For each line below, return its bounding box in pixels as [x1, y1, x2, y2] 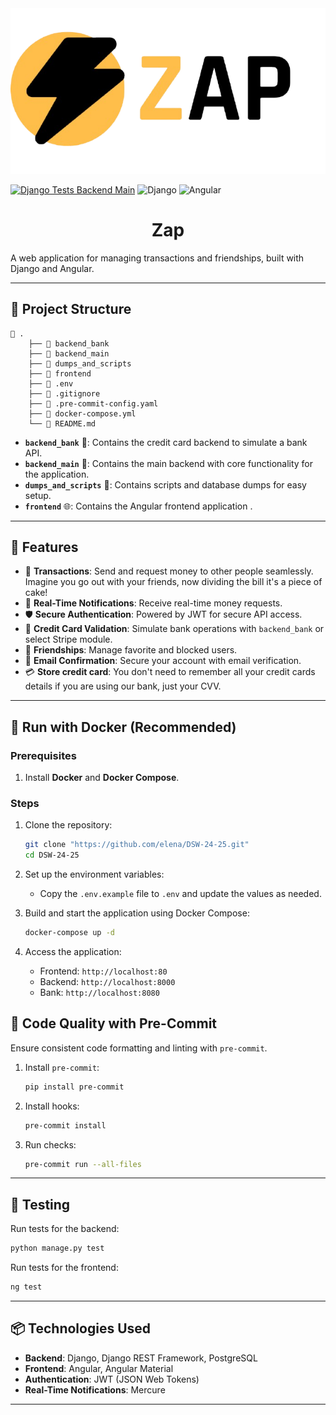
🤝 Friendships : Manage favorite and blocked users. [24, 644, 238, 656]
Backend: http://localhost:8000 [39, 975, 176, 987]
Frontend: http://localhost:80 [39, 965, 168, 977]
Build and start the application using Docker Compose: [24, 907, 250, 919]
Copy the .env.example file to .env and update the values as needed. [39, 888, 322, 900]
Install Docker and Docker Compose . [24, 772, 180, 784]
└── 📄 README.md [28, 418, 97, 429]
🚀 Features [10, 538, 79, 556]
